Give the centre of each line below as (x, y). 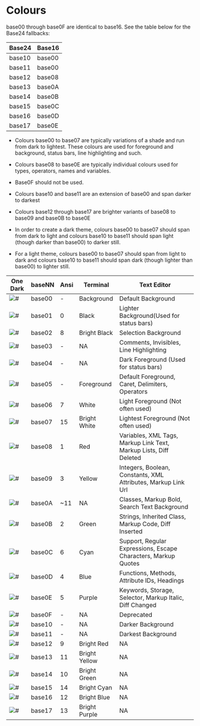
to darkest (27, 200)
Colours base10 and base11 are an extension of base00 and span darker (103, 193)
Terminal (96, 284)
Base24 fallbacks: (28, 33)
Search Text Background (154, 506)
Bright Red (94, 643)
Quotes (129, 563)
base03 (41, 346)
